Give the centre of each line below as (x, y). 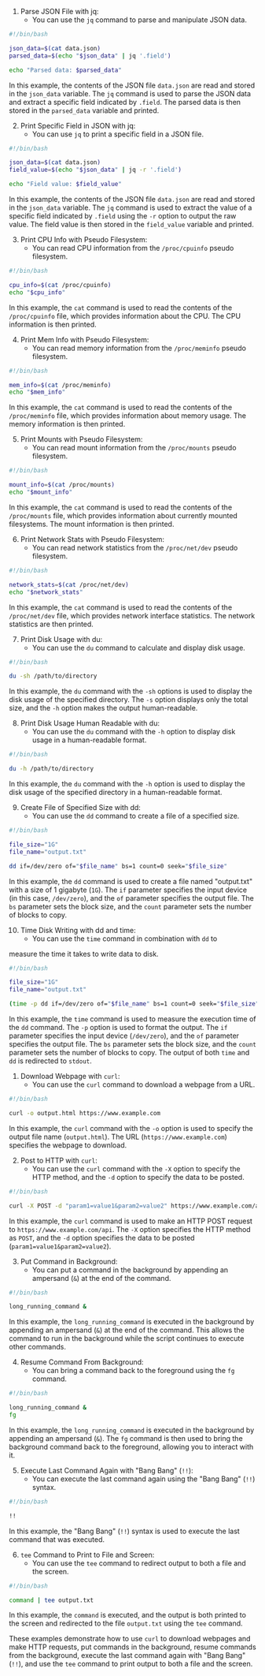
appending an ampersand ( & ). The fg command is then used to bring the (126, 1438)
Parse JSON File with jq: (59, 11)
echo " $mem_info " (37, 392)
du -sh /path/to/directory (53, 676)
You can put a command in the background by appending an (130, 1270)
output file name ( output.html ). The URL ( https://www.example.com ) (118, 1137)
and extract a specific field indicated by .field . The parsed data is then (125, 102)
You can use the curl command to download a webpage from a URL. (144, 1084)
